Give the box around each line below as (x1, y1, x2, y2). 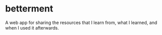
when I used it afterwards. (5, 24, 59, 30)
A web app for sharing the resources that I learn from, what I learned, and (5, 19, 157, 25)
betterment (5, 3, 54, 14)
